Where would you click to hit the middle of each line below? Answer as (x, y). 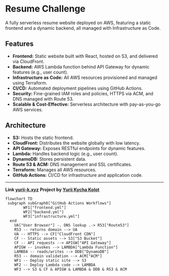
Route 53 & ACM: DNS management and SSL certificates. (72, 164)
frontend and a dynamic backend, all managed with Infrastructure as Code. (83, 28)
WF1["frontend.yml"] (45, 208)
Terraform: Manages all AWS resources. (54, 170)
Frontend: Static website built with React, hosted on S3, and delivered (85, 56)
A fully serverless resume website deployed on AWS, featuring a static (78, 23)
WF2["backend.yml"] (44, 212)
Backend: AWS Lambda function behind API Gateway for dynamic (81, 66)
